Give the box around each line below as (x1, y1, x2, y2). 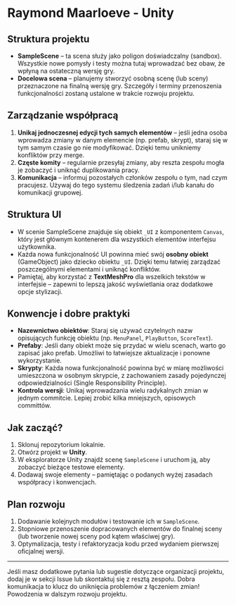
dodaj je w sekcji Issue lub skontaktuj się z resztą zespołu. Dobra (7, 575, 195, 583)
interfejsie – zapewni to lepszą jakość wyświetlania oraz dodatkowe (17, 280, 214, 288)
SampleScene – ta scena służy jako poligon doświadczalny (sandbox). (17, 51, 222, 60)
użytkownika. (17, 242, 56, 251)
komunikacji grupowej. (17, 188, 83, 197)
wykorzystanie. (17, 356, 62, 365)
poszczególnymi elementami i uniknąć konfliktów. (17, 264, 162, 273)
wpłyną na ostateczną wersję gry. (17, 67, 115, 75)
